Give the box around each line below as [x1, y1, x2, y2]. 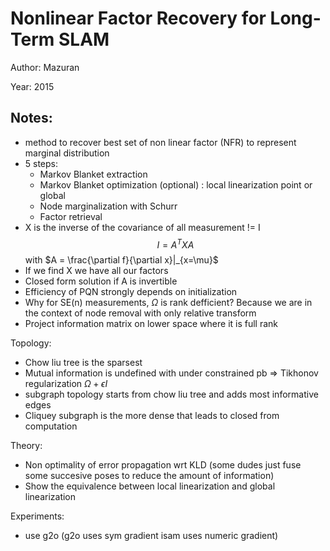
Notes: [10, 110, 53, 127]
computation [24, 420, 78, 432]
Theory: [10, 440, 43, 452]
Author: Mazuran [10, 61, 80, 73]
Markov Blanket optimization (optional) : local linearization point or [39, 178, 313, 191]
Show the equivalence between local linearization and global [24, 480, 276, 492]
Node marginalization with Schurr [39, 200, 178, 212]
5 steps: [24, 157, 59, 169]
